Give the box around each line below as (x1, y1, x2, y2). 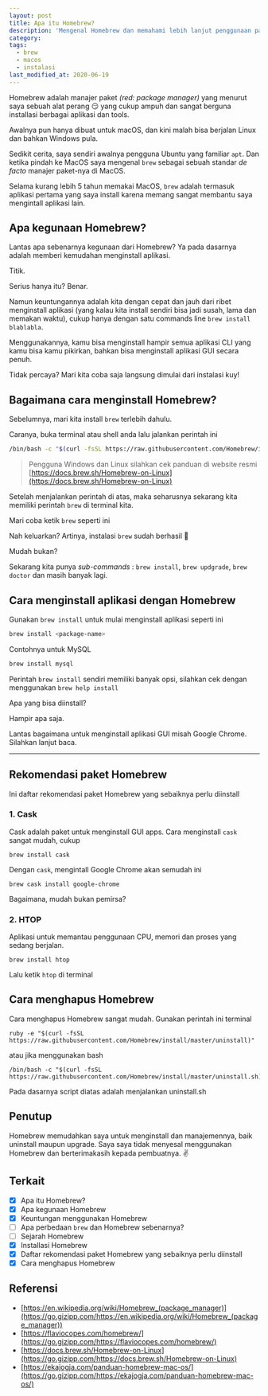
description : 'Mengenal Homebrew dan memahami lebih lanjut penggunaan (9, 26, 251, 34)
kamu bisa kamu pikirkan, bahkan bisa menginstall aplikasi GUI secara (9, 346, 239, 356)
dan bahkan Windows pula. (9, 133, 99, 143)
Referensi (9, 1282, 58, 1296)
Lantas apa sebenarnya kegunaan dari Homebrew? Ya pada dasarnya (9, 242, 237, 252)
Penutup (9, 1109, 52, 1123)
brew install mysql (9, 660, 74, 668)
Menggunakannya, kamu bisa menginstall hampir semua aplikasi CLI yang (9, 337, 251, 347)
